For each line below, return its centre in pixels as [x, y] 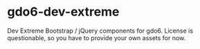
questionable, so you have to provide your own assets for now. [97, 37]
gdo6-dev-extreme [63, 12]
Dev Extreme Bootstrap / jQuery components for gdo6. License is [100, 31]
